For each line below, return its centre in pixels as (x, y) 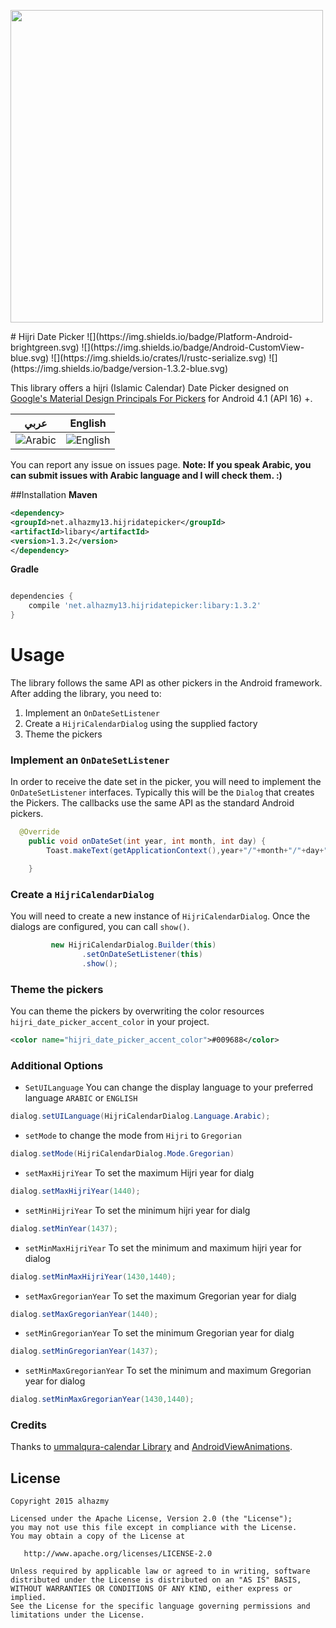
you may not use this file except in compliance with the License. (154, 1528)
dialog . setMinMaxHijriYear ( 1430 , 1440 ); (93, 1276)
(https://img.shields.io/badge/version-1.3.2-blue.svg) (119, 368)
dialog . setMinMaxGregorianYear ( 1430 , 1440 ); (102, 1400)
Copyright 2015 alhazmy (60, 1501)
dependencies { (42, 596)
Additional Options (57, 1065)
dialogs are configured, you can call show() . (100, 927)
